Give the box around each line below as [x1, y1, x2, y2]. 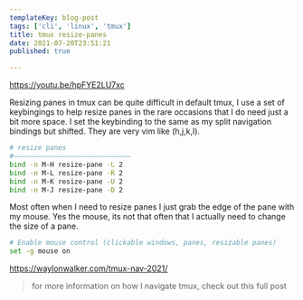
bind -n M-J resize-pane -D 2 [9, 185, 124, 194]
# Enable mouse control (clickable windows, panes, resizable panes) [9, 239, 278, 248]
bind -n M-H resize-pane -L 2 [9, 160, 124, 169]
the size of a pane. [9, 220, 79, 231]
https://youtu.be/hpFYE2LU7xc [9, 80, 125, 90]
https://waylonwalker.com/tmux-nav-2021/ [9, 263, 168, 274]
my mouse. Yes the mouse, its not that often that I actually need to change [9, 211, 287, 222]
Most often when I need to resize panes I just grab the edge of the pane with [9, 202, 295, 212]
